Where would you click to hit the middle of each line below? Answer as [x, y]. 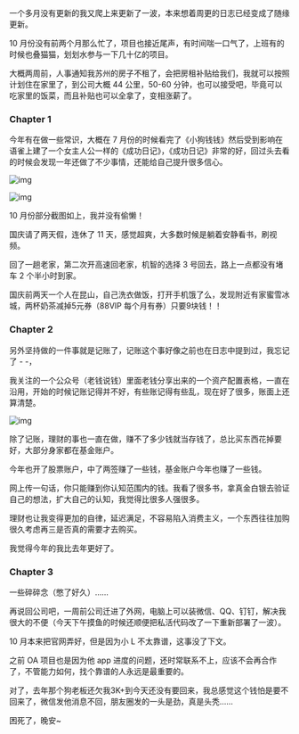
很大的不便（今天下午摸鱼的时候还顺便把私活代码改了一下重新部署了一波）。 [148, 622]
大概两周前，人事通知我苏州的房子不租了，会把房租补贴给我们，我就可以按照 [149, 73]
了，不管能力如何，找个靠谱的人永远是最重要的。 [99, 671]
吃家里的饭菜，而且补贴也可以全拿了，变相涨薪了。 [103, 95]
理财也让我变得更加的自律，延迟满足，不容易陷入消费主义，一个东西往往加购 [149, 518]
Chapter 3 [31, 572]
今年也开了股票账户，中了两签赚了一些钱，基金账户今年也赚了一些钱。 [138, 469]
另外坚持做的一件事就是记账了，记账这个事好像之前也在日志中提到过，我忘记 [149, 350]
